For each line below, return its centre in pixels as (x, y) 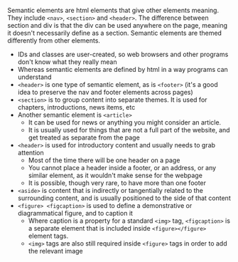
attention (31, 153)
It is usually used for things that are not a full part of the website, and (129, 130)
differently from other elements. (54, 41)
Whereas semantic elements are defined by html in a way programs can (123, 69)
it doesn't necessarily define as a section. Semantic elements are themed (115, 33)
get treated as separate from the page (84, 137)
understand (34, 77)
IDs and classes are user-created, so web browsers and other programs (123, 54)
